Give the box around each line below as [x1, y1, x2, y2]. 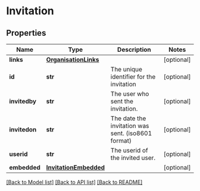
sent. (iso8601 [110, 129, 152, 137]
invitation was [110, 122, 149, 130]
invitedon [9, 126, 37, 133]
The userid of [110, 146, 148, 154]
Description [117, 46, 152, 54]
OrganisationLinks [46, 55, 99, 64]
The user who [110, 90, 149, 98]
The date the [110, 114, 146, 123]
